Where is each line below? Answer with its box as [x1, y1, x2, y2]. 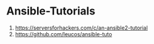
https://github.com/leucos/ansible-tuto [15, 30, 112, 37]
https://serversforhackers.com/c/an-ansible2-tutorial [15, 24, 148, 31]
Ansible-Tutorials [6, 4, 96, 18]
